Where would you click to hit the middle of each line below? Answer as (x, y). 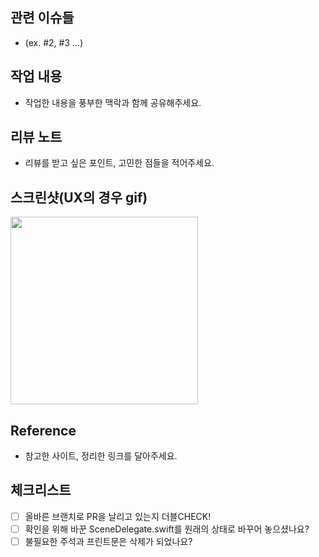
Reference (43, 430)
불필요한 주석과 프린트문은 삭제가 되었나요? (108, 541)
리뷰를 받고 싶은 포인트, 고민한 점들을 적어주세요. (119, 163)
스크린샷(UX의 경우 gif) (79, 197)
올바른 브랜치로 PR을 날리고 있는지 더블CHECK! (118, 516)
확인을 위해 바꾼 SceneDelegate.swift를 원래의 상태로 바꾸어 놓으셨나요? (167, 529)
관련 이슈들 (42, 18)
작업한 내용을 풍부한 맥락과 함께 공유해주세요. (113, 102)
